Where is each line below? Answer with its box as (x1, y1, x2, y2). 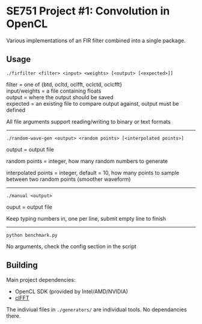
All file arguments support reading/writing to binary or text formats (6, 118, 171, 125)
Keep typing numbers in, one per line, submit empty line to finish (6, 215, 167, 222)
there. (6, 312, 21, 319)
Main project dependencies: (6, 276, 76, 283)
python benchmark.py (6, 232, 58, 238)
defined (6, 106, 26, 114)
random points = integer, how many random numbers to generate (6, 157, 168, 165)
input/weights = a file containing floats (6, 87, 102, 94)
